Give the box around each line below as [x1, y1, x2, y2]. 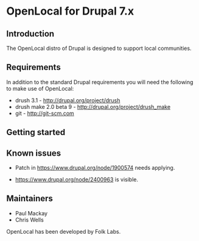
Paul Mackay [15, 209, 47, 217]
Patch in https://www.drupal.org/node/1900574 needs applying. [15, 164, 175, 172]
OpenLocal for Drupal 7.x [6, 4, 134, 18]
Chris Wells [15, 216, 44, 223]
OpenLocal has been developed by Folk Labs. [6, 228, 121, 235]
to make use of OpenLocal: [6, 85, 74, 92]
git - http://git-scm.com [15, 110, 74, 117]
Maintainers [6, 194, 54, 204]
